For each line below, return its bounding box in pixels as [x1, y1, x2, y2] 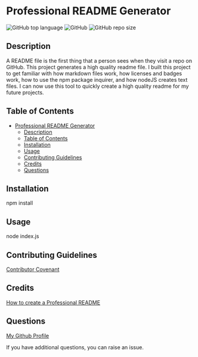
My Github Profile [6, 332, 49, 339]
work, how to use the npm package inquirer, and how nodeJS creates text [6, 76, 188, 83]
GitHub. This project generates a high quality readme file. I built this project [6, 63, 191, 70]
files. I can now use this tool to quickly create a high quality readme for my [6, 82, 189, 90]
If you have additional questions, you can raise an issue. [6, 343, 144, 350]
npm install [6, 199, 33, 207]
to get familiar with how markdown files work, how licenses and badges [6, 70, 182, 77]
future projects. [6, 88, 44, 96]
